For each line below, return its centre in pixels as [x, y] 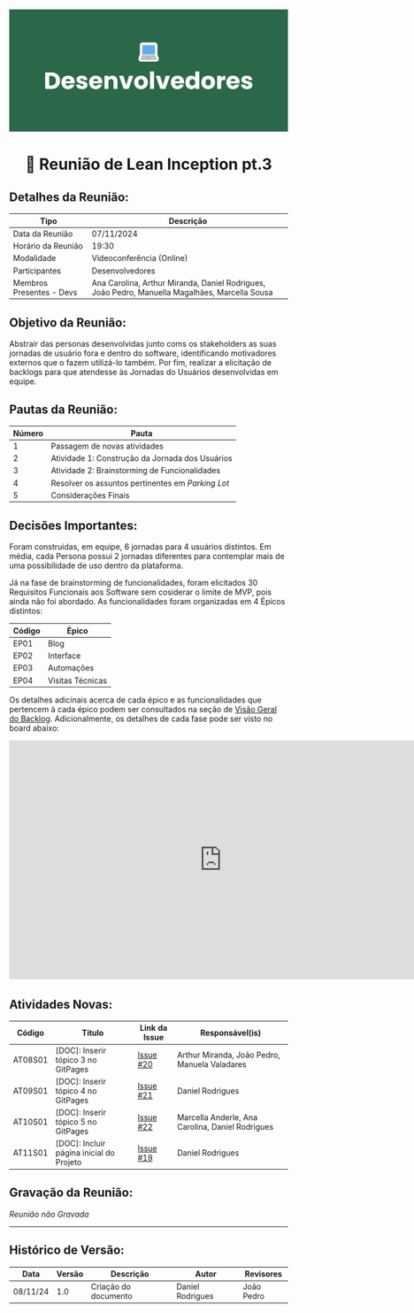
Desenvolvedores [123, 271]
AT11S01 [31, 1153]
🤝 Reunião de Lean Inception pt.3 [149, 165]
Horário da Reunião [48, 246]
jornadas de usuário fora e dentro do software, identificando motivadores [143, 353]
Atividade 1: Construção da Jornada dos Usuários [142, 458]
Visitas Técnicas [78, 680]
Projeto [69, 1163]
